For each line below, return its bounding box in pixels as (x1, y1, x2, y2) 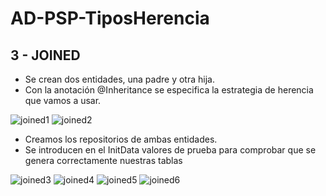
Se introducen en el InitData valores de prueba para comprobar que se (24, 144, 317, 156)
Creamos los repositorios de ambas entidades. (24, 133, 218, 145)
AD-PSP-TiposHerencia (10, 7, 210, 30)
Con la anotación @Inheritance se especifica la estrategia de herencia (24, 84, 314, 96)
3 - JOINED (10, 47, 81, 64)
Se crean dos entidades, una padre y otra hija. (24, 73, 215, 85)
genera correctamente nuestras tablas (24, 155, 183, 166)
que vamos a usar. (24, 95, 102, 106)
